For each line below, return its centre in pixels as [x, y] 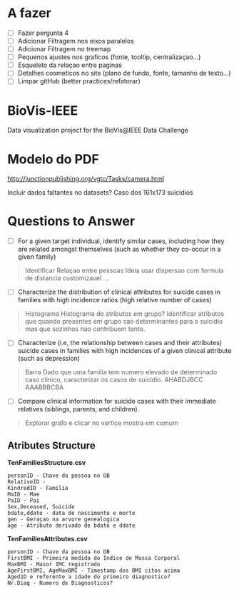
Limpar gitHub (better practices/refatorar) [79, 81]
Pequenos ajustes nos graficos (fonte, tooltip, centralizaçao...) [109, 57]
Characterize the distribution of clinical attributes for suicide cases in [119, 292]
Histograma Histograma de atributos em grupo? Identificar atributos [124, 314]
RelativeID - [27, 482]
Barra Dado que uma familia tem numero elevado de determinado [121, 372]
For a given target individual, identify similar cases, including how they [121, 241]
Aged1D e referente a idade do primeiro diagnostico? [89, 577]
